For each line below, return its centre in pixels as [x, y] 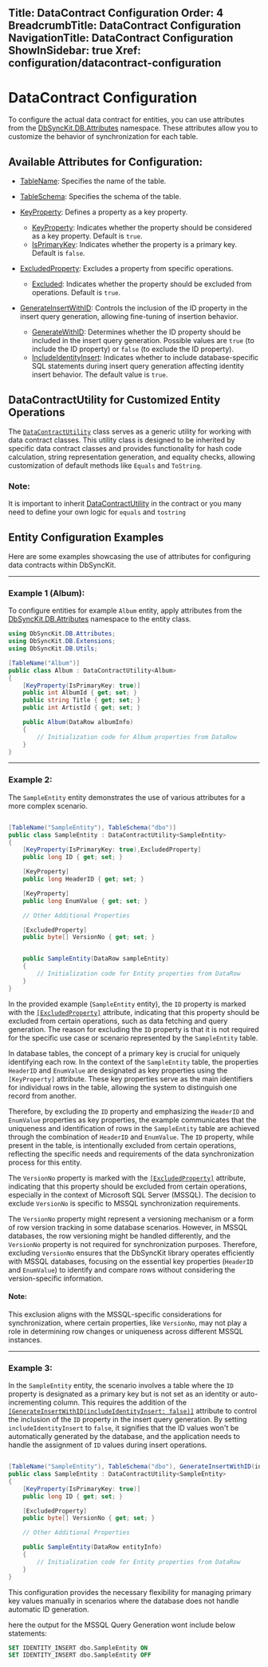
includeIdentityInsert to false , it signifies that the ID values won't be [124, 1428]
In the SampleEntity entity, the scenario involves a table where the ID [121, 1385]
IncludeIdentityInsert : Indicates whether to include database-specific [145, 358]
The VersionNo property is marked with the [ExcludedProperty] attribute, [127, 1177]
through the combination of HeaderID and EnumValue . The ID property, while [131, 1137]
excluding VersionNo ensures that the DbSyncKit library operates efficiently [132, 1253]
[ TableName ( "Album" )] [44, 663]
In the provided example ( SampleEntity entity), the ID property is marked [127, 1004]
